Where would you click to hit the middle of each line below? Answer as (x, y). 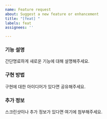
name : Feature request (28, 9)
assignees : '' (19, 28)
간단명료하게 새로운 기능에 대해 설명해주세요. (47, 61)
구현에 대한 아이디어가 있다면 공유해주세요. (45, 86)
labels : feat (18, 23)
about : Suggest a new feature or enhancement (52, 14)
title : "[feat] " (23, 18)
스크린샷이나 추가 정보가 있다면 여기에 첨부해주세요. (54, 112)
